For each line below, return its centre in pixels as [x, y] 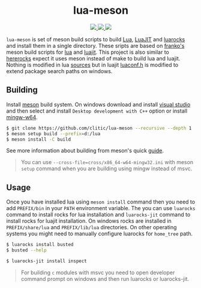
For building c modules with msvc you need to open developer [98, 272]
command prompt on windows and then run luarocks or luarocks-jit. [105, 278]
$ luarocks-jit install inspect [46, 261]
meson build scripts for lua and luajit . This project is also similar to [88, 52]
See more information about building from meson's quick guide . [85, 151]
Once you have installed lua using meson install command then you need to [101, 202]
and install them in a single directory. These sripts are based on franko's [95, 46]
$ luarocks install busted [40, 245]
